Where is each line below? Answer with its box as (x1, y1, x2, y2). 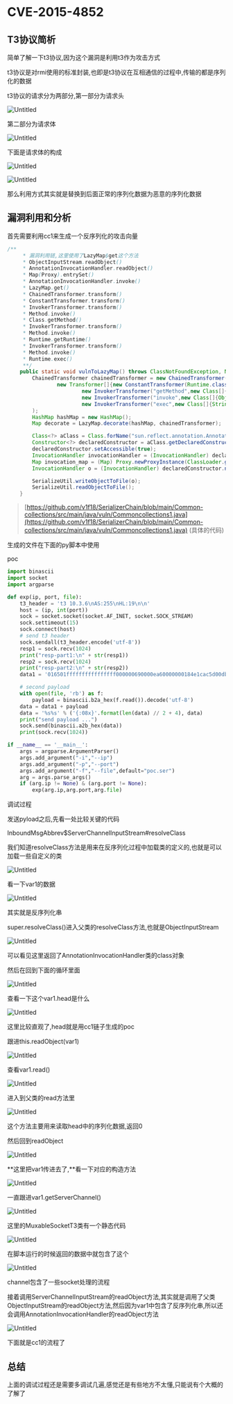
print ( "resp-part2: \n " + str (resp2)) (19, 664, 129, 671)
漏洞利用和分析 (7, 212, 71, 224)
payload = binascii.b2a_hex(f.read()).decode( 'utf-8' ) (32, 696, 194, 703)
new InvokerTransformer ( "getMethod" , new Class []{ (81, 388, 228, 395)
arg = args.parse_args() (19, 774, 92, 781)
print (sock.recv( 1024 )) (19, 729, 89, 736)
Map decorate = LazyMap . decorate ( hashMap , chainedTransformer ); (32, 420, 222, 427)
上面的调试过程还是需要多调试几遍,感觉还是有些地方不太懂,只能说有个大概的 (7, 1380, 224, 1389)
